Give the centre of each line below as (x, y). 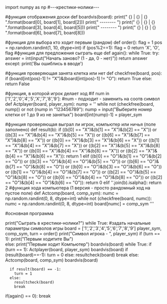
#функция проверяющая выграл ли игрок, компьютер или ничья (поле (81, 124)
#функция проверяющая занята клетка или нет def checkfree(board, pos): (84, 73)
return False (17, 84)
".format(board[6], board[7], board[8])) (45, 33)
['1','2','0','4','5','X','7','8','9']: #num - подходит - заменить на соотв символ (83, 99)
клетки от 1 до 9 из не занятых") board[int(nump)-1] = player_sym (74, 115)
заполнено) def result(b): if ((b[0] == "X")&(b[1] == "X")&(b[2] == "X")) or (81, 130)
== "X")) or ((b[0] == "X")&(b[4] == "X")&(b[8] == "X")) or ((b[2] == (75, 151)
